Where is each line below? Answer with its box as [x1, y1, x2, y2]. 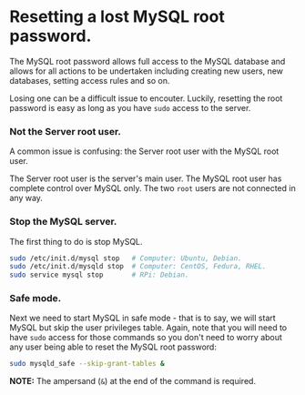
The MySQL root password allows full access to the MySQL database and [9, 56, 286, 66]
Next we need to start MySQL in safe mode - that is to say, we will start [9, 312, 276, 324]
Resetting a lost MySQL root [9, 6, 225, 27]
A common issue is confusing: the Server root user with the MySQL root [9, 146, 280, 157]
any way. [9, 193, 44, 204]
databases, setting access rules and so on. [9, 75, 170, 86]
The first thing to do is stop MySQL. [9, 236, 143, 247]
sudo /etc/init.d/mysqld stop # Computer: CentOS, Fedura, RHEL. [9, 262, 267, 271]
